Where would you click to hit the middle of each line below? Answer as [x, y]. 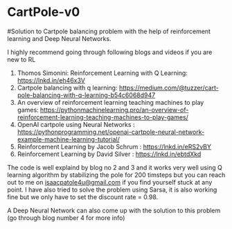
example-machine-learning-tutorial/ [68, 139]
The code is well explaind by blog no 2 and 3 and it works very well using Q [115, 167]
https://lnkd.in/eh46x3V [51, 80]
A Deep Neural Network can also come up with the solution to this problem [114, 210]
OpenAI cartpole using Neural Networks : [76, 124]
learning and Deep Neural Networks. [60, 38]
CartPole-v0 [44, 12]
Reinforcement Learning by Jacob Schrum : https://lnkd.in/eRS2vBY [114, 146]
